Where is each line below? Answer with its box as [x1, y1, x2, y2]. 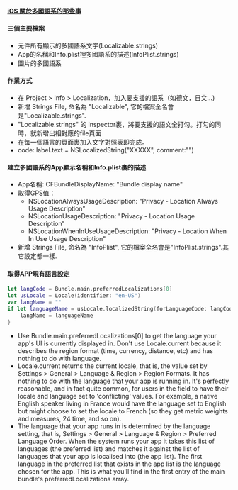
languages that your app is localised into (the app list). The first [17, 452, 203, 460]
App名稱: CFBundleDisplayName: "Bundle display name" [17, 180, 183, 189]
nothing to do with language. [17, 354, 101, 362]
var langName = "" [7, 299, 62, 306]
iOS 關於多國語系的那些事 [7, 6, 82, 15]
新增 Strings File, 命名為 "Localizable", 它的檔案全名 [17, 103, 168, 111]
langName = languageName [20, 312, 93, 319]
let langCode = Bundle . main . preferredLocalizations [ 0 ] [7, 286, 173, 293]
